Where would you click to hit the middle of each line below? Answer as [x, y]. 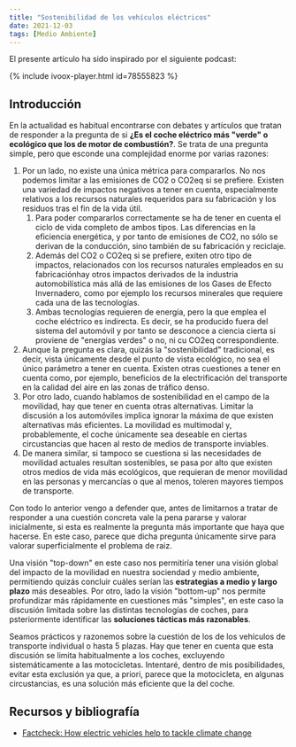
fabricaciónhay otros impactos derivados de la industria [137, 275]
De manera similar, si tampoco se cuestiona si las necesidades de [142, 454]
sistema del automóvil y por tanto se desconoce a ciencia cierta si [155, 331]
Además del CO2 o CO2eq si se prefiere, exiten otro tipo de [143, 256]
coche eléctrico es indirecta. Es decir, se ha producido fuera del [152, 322]
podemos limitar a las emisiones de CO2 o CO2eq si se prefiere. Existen [153, 180]
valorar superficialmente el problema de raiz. [91, 546]
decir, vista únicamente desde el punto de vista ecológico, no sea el [145, 359]
